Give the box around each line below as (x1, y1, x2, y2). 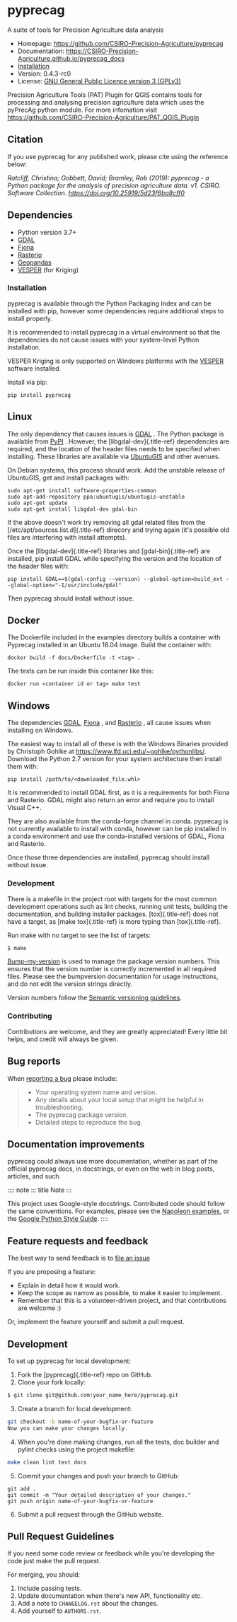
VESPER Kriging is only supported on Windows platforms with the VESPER (7, 357, 224, 365)
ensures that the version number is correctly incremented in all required (7, 965, 216, 973)
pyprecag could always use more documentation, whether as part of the (7, 1157, 218, 1166)
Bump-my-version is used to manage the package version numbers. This (7, 957, 221, 966)
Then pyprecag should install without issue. (7, 593, 134, 603)
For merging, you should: (7, 1570, 81, 1579)
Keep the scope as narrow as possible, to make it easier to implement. (17, 1289, 223, 1297)
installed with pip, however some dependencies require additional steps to (7, 306, 224, 315)
